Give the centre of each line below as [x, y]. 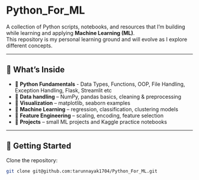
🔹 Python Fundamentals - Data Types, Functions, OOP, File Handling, [100, 84]
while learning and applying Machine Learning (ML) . [70, 33]
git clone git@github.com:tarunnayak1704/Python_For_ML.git [82, 171]
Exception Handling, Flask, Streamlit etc [63, 90]
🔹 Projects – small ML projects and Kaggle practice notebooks [91, 121]
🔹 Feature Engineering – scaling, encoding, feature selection [89, 115]
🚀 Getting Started [39, 146]
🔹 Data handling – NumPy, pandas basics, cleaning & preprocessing [98, 97]
